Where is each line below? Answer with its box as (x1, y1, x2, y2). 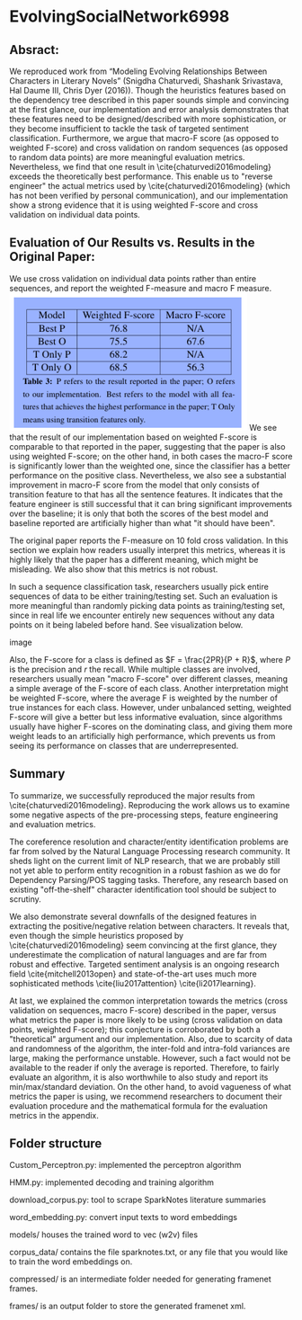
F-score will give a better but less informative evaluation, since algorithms (9, 711, 283, 722)
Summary (9, 766, 66, 781)
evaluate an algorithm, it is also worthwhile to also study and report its (9, 1072, 269, 1083)
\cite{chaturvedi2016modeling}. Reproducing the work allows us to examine (9, 799, 290, 810)
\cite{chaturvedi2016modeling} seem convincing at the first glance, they (9, 940, 277, 950)
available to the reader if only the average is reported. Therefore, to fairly (9, 1062, 280, 1073)
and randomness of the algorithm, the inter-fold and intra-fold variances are (9, 1043, 290, 1054)
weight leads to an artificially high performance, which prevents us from (9, 730, 276, 741)
